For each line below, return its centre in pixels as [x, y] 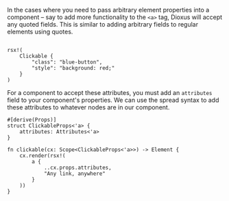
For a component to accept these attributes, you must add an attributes [110, 93]
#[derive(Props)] [32, 120]
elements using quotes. [40, 31]
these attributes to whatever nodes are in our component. [88, 107]
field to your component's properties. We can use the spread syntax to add [113, 100]
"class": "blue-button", [67, 62]
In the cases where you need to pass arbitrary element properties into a [108, 10]
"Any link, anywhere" [75, 174]
